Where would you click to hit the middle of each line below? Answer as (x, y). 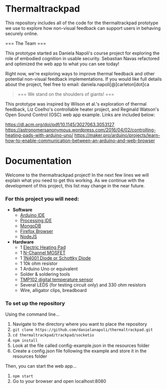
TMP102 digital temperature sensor (57, 280)
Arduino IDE (33, 215)
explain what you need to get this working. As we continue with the (75, 180)
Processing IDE (36, 221)
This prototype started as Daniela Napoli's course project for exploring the (82, 53)
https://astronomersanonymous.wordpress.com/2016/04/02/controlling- (81, 130)
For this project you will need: (42, 199)
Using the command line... (32, 314)
